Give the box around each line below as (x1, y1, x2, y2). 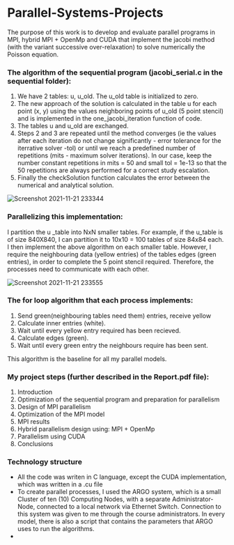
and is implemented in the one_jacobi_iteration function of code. (17, 114, 203, 123)
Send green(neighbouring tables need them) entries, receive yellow (17, 312, 211, 320)
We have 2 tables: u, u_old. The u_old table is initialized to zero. (17, 92, 198, 100)
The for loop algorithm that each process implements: (7, 295, 194, 305)
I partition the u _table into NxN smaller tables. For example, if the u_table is (7, 228, 224, 236)
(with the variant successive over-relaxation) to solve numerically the (7, 43, 205, 51)
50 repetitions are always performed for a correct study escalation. (17, 166, 210, 175)
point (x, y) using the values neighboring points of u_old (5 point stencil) (17, 107, 224, 116)
